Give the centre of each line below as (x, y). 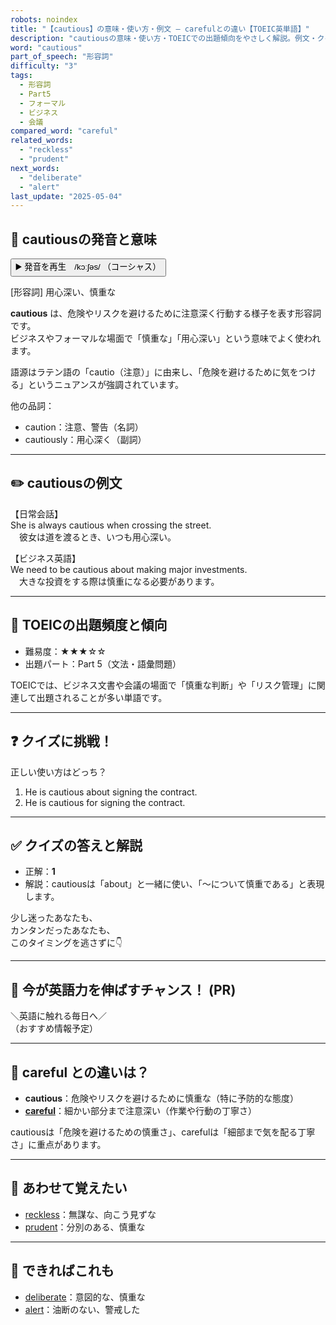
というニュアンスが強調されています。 (106, 385)
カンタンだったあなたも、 (63, 930)
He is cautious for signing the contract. (105, 802)
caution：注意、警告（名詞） (84, 427)
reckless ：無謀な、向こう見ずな (90, 1214)
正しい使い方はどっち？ (58, 772)
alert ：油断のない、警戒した (82, 1309)
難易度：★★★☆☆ (65, 651)
